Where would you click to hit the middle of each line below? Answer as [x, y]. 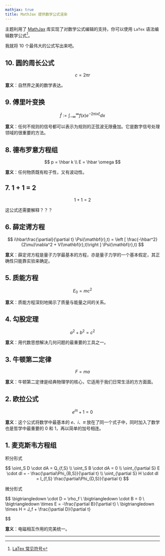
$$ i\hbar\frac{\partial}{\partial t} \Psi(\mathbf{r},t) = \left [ [67, 239]
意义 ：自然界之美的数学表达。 [35, 85]
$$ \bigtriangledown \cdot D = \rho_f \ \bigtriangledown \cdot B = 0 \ [75, 498]
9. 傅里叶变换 [25, 102]
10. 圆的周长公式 [30, 63]
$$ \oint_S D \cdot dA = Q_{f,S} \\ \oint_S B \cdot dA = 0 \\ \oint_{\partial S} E [82, 468]
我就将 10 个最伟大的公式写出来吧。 [41, 46]
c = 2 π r [82, 75]
